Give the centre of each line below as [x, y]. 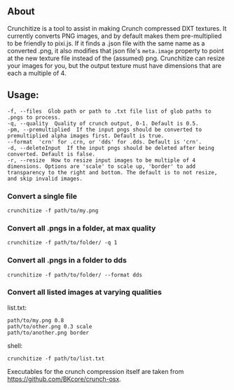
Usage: [23, 95]
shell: [15, 345]
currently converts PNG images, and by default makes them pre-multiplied [115, 36]
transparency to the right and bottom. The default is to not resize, [112, 172]
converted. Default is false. [51, 154]
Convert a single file [42, 196]
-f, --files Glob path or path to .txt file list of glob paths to [109, 111]
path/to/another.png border [48, 333]
